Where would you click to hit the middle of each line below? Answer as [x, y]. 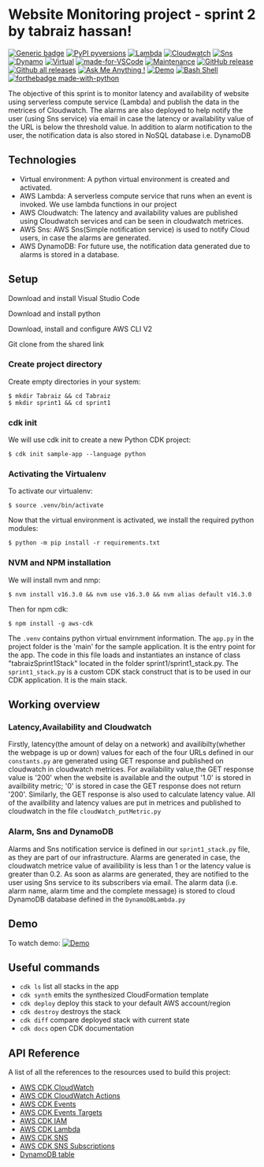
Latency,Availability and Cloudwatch [80, 727]
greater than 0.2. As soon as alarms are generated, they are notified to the [128, 874]
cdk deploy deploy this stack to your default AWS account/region [125, 1003]
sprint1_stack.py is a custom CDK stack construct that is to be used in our [130, 671]
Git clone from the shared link [56, 344]
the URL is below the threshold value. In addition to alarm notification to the [130, 127]
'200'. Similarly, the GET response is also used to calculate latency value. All [132, 794]
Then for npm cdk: [38, 609]
